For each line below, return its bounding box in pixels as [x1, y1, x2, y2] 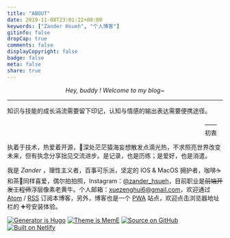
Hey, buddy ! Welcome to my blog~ [65, 86, 165, 94]
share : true [7, 67, 41, 74]
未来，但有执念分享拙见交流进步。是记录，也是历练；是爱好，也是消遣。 [7, 151, 211, 159]
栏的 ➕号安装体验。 [7, 202, 62, 211]
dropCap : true [7, 36, 48, 42]
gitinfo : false [7, 29, 51, 36]
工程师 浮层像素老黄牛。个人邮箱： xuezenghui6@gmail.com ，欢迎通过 [12, 185, 211, 194]
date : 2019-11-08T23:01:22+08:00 [7, 16, 103, 23]
